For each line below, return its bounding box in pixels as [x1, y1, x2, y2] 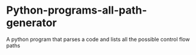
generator [6, 16, 57, 30]
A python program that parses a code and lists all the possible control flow [6, 35, 190, 43]
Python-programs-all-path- [6, 4, 147, 17]
